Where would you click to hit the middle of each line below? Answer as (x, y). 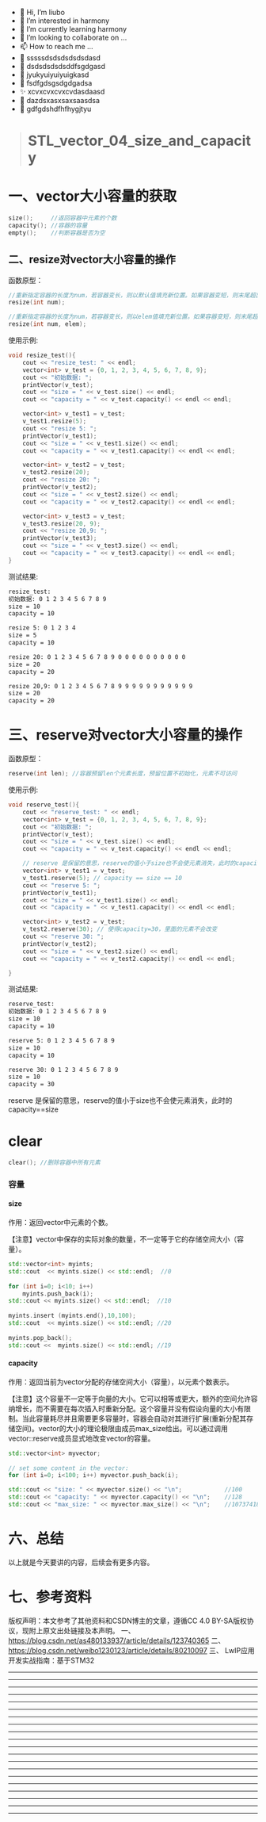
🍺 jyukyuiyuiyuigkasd (54, 75)
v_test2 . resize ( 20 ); (56, 473)
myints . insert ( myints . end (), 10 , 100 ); (72, 1316)
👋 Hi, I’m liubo (42, 12)
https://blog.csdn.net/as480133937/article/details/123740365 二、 (117, 1640)
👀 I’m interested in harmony (65, 21)
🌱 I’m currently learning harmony (73, 29)
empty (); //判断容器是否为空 (57, 233)
